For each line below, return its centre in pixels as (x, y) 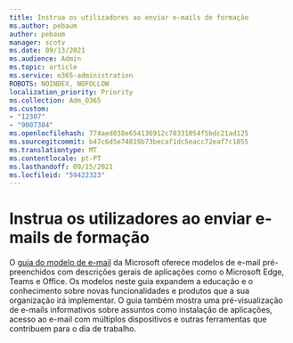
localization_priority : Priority (71, 92)
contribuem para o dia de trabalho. (73, 329)
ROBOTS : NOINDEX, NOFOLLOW (59, 84)
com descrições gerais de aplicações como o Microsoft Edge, (171, 272)
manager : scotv (37, 42)
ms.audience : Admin (45, 59)
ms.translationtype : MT (53, 150)
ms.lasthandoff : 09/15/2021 (61, 167)
